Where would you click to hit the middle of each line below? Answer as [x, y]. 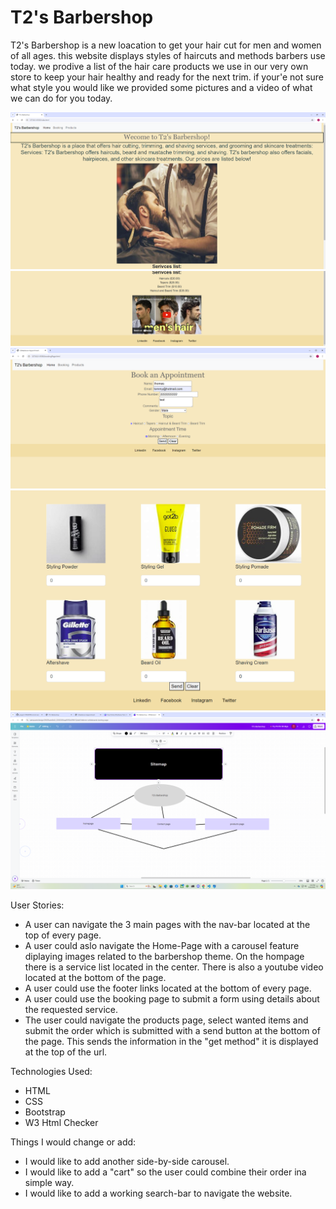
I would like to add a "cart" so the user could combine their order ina [165, 1172]
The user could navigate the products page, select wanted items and [166, 1020]
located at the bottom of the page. [95, 978]
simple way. [49, 1183]
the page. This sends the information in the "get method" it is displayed [171, 1042]
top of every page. [63, 935]
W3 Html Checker [61, 1123]
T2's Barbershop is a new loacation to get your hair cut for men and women [166, 45]
